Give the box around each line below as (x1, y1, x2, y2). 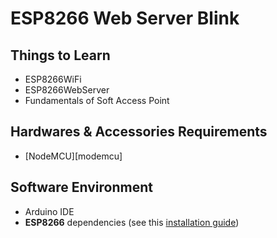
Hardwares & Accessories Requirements (10, 123, 268, 141)
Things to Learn (10, 47, 111, 64)
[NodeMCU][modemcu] (24, 150, 123, 162)
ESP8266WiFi (24, 73, 82, 85)
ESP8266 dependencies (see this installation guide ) (24, 216, 240, 228)
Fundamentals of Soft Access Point (24, 95, 170, 106)
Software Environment (10, 179, 153, 196)
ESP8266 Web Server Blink (10, 7, 240, 30)
